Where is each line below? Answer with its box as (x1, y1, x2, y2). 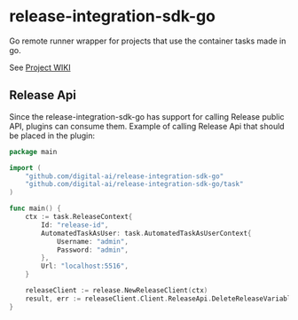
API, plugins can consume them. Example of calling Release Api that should (9, 121, 286, 131)
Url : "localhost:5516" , (41, 261, 129, 271)
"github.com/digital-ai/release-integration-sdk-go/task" (25, 180, 244, 189)
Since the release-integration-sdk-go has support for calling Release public (9, 111, 286, 121)
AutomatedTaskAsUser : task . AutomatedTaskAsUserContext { (41, 229, 252, 238)
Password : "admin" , (56, 246, 129, 254)
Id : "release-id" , (41, 220, 109, 230)
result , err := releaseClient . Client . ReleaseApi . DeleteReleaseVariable (25, 294, 295, 303)
